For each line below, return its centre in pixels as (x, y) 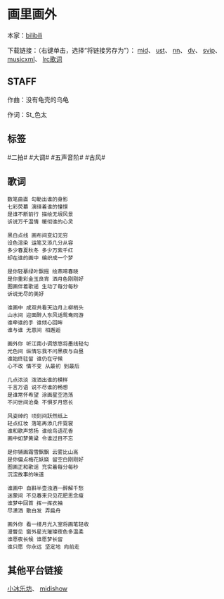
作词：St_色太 (27, 114)
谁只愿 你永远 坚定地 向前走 (44, 547)
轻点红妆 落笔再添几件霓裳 (40, 424)
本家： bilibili (25, 35)
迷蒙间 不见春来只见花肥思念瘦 (46, 496)
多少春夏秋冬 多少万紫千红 (40, 251)
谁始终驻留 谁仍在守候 (35, 359)
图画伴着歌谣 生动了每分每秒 (43, 287)
